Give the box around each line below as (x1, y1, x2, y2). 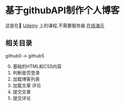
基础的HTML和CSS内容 (12, 63, 62, 69)
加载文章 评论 (12, 82, 41, 88)
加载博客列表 (12, 76, 40, 82)
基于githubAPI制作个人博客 (5, 5, 120, 16)
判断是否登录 (12, 69, 40, 75)
